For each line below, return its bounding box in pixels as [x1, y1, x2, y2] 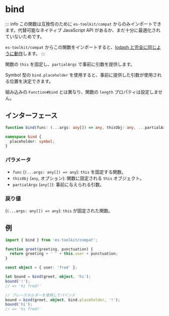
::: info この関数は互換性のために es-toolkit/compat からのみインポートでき [5, 21, 162, 27]
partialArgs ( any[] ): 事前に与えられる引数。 [12, 181, 105, 187]
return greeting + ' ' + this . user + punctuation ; [10, 251, 118, 257]
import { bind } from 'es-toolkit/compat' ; [5, 237, 98, 242]
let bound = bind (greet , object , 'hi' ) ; [5, 274, 92, 279]
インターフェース [5, 111, 58, 120]
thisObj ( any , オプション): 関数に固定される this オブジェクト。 [12, 175, 144, 181]
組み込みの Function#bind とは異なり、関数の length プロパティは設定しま [5, 89, 158, 95]
